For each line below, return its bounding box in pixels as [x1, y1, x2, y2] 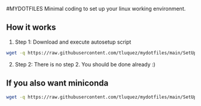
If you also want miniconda [6, 78, 109, 89]
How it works [6, 22, 56, 32]
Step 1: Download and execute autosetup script [14, 38, 132, 46]
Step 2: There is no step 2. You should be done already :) [14, 60, 156, 68]
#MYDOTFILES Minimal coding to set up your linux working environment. [6, 5, 186, 12]
